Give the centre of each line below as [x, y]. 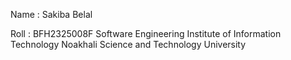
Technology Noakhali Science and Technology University [128, 44]
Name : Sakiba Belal [51, 14]
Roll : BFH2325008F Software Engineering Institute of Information [146, 33]
